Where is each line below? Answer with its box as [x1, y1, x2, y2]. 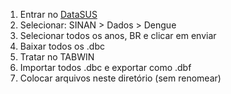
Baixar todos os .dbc [19, 40, 105, 52]
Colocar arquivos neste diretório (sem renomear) [19, 72, 222, 84]
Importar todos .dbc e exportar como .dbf [19, 62, 192, 73]
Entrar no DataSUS [19, 9, 98, 20]
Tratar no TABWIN [19, 51, 95, 63]
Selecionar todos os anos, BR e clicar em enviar [19, 30, 217, 41]
